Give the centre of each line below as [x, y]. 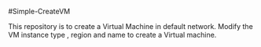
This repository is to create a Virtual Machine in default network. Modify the [130, 26]
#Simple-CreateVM [39, 11]
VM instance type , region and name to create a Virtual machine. [112, 35]
